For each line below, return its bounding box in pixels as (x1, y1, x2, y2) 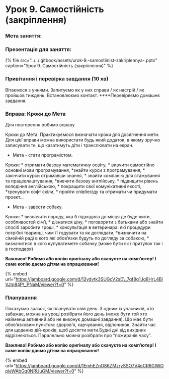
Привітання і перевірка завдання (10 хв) (5, 75, 109, 82)
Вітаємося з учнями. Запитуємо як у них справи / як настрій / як (5, 87, 144, 93)
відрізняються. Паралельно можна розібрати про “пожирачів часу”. (5, 333, 152, 339)
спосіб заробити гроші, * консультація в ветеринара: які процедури (5, 224, 151, 230)
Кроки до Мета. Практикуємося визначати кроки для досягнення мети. (5, 131, 159, 137)
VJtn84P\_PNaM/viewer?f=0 (5, 281, 64, 288)
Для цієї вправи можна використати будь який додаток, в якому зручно (5, 137, 160, 143)
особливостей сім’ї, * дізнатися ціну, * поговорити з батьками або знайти (5, 219, 163, 225)
